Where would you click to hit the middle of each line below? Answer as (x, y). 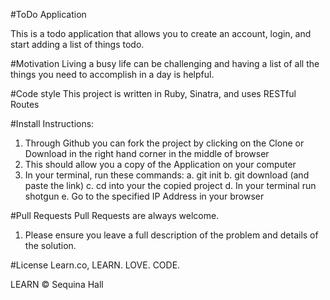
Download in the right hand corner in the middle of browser (147, 153)
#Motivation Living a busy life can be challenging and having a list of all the (165, 63)
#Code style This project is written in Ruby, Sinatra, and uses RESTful (153, 93)
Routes (25, 104)
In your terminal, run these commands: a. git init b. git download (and (167, 175)
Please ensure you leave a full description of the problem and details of (171, 235)
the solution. (50, 245)
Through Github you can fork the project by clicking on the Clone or (164, 143)
